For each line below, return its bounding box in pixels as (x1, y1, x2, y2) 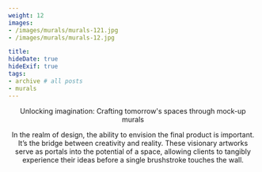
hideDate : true (8, 55, 59, 63)
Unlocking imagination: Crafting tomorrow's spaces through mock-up (19, 106, 247, 115)
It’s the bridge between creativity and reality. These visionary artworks (17, 138, 249, 148)
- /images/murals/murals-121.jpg (8, 26, 119, 34)
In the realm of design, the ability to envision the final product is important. (11, 129, 255, 139)
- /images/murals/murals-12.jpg (8, 33, 115, 42)
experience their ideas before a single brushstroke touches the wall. (22, 155, 244, 164)
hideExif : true (8, 62, 59, 71)
